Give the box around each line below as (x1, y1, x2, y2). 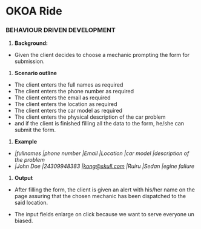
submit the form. (14, 126, 56, 134)
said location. (14, 199, 48, 207)
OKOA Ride (5, 4, 62, 18)
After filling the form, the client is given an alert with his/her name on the (14, 186, 195, 193)
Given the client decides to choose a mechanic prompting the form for (14, 51, 190, 59)
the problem (14, 156, 45, 164)
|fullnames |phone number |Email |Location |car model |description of (14, 150, 189, 157)
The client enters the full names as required (14, 81, 124, 88)
